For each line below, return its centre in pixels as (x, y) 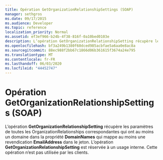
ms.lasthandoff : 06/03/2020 (33, 64)
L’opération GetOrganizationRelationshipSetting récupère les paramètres (79, 126)
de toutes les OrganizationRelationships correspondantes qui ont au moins (79, 131)
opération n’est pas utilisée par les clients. (47, 152)
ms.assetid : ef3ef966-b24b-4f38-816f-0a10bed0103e (57, 37)
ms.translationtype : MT (29, 55)
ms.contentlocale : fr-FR (30, 59)
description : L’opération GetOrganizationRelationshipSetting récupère (79, 41)
